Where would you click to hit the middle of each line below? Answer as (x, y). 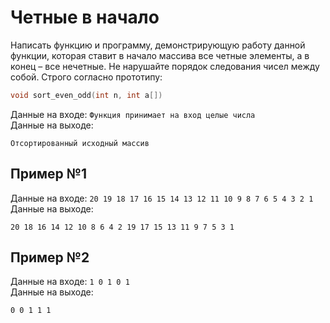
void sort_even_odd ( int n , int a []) (86, 95)
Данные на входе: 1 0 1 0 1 (70, 282)
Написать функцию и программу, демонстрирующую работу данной (158, 45)
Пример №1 (48, 174)
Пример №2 (50, 257)
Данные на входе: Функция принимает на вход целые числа (133, 114)
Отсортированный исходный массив (80, 143)
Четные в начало (85, 17)
